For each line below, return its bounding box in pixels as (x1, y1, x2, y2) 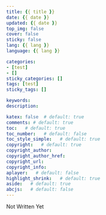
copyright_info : (6, 164, 47, 170)
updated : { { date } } (6, 20, 58, 26)
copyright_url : (6, 159, 44, 165)
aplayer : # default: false (6, 169, 79, 176)
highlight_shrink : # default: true (6, 175, 101, 181)
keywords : (6, 97, 31, 104)
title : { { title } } (6, 8, 55, 15)
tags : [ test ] (6, 81, 39, 87)
